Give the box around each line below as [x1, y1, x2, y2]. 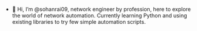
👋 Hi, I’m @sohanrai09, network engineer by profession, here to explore [12, 6, 191, 13]
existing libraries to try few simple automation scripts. [12, 18, 146, 25]
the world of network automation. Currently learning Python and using [12, 12, 187, 19]
